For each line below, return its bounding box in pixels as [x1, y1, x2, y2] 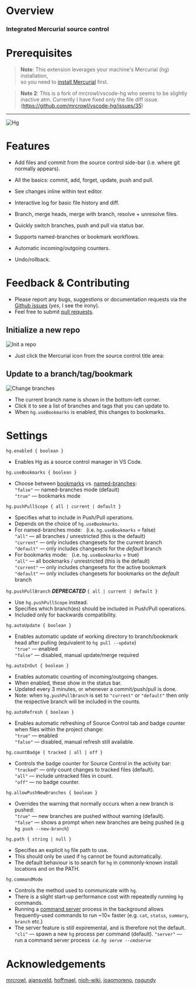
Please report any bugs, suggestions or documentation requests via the [14, 296, 187, 303]
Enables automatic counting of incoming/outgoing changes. [14, 673, 159, 680]
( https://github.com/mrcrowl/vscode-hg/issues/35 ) [20, 102, 144, 109]
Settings [6, 429, 48, 442]
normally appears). [14, 165, 60, 172]
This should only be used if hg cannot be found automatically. [14, 853, 162, 860]
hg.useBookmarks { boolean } [6, 470, 77, 475]
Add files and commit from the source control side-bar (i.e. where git [14, 159, 180, 166]
